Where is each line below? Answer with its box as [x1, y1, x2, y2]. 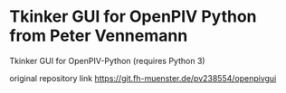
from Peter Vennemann [9, 25, 188, 46]
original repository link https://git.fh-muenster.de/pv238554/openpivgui [9, 72, 277, 83]
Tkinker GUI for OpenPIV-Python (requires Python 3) [9, 55, 205, 66]
